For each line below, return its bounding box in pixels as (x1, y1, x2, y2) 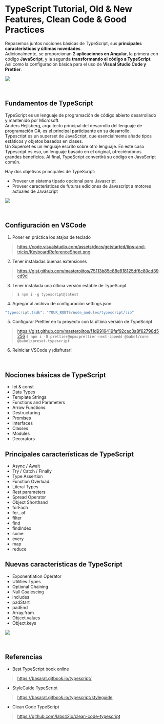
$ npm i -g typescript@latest (17, 292, 79, 297)
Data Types (12, 389, 36, 395)
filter (12, 515, 22, 521)
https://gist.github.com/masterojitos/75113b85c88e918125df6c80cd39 (17, 268, 159, 273)
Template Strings (12, 394, 47, 400)
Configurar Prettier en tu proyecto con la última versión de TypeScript (12, 319, 153, 325)
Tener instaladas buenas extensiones (12, 258, 87, 264)
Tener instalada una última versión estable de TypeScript (12, 282, 127, 288)
